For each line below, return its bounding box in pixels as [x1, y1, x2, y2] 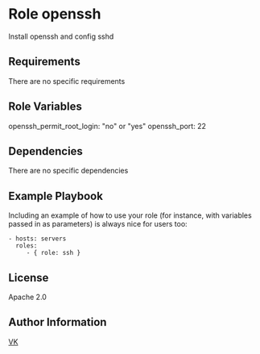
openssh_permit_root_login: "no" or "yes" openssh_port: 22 [8, 121, 207, 131]
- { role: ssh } [26, 249, 81, 257]
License [8, 271, 49, 285]
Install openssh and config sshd [8, 31, 114, 41]
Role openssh [8, 5, 101, 23]
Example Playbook [8, 189, 103, 202]
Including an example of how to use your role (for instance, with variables [8, 210, 252, 220]
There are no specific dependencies [8, 166, 129, 176]
